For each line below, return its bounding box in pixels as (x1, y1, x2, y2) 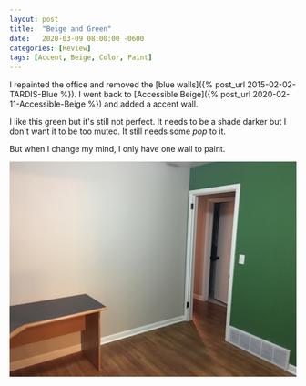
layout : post (9, 15, 59, 24)
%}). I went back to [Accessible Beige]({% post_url (59, 89, 251, 100)
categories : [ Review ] (9, 44, 92, 53)
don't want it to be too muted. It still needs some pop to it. (9, 126, 226, 137)
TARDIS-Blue (9, 89, 58, 100)
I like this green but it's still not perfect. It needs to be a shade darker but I (9, 117, 287, 127)
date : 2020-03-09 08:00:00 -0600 (9, 34, 145, 43)
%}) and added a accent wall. (87, 98, 199, 109)
